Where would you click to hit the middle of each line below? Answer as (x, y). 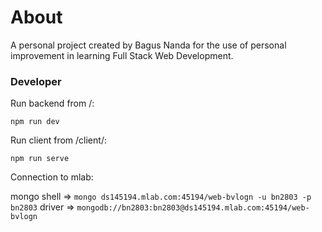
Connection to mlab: (52, 177)
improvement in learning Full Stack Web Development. (122, 55)
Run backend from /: (52, 103)
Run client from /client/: (58, 140)
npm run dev (35, 122)
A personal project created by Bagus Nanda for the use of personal (148, 45)
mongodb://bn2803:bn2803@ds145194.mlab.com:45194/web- (193, 208)
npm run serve (40, 159)
